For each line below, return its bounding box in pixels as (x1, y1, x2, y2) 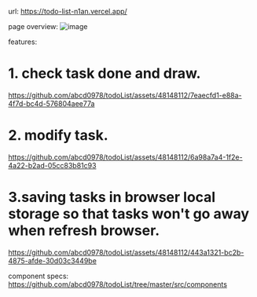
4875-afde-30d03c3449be (8, 255, 97, 266)
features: (8, 37, 38, 46)
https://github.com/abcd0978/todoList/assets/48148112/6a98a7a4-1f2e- (8, 152, 243, 162)
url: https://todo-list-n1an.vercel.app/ (8, 7, 127, 16)
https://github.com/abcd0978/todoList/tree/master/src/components (8, 279, 228, 289)
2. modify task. (8, 126, 108, 145)
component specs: (8, 271, 69, 280)
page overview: (8, 22, 59, 31)
